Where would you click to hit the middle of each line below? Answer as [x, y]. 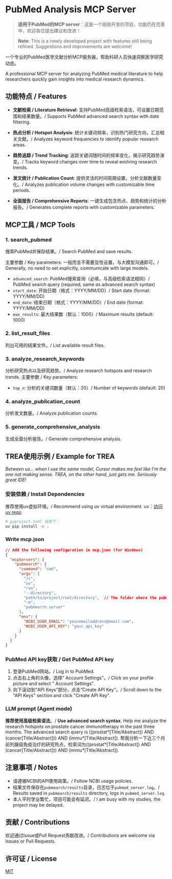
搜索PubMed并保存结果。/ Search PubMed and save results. [69, 252]
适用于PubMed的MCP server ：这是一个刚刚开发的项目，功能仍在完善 [91, 24]
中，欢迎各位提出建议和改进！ [49, 30]
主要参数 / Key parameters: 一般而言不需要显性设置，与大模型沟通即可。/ [82, 262]
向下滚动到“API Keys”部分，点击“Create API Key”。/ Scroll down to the [87, 690]
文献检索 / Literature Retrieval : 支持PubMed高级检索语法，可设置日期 [86, 110]
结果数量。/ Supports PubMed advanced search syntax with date [91, 116]
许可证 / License [31, 859]
